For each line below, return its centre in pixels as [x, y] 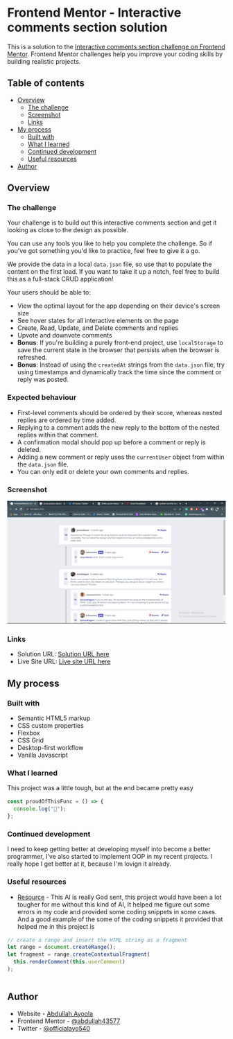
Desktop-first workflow [50, 748]
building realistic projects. [44, 61]
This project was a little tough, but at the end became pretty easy [101, 788]
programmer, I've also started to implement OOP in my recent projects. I [110, 857]
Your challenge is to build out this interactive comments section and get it [112, 222]
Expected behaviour [42, 398]
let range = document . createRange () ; [62, 948]
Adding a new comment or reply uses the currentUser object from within [121, 457]
